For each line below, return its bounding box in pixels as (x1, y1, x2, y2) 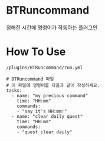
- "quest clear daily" (17, 129, 73, 135)
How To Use (6, 45, 66, 59)
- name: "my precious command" (11, 92, 88, 98)
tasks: (6, 87, 22, 94)
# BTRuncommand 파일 (6, 76, 54, 82)
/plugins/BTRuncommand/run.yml (6, 65, 83, 70)
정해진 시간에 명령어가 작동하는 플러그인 (6, 24, 98, 31)
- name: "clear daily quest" (11, 113, 83, 119)
